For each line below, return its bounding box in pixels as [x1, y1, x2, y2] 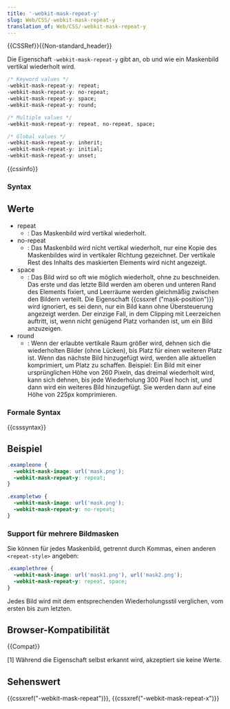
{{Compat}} [7, 643, 40, 651]
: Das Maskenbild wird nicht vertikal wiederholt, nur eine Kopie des [27, 243, 217, 252]
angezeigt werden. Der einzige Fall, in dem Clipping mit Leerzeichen [27, 309, 221, 318]
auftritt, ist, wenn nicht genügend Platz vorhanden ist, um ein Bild [27, 317, 213, 325]
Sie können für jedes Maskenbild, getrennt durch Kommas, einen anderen [7, 545, 216, 553]
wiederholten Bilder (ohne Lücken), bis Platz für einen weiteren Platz [27, 346, 222, 354]
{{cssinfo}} [7, 165, 39, 173]
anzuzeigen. [27, 324, 63, 332]
